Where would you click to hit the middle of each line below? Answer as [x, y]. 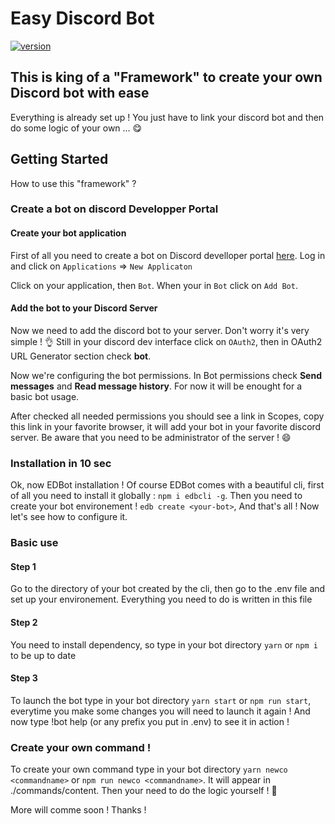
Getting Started [59, 159]
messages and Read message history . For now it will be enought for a [156, 386]
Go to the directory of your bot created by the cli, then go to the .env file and [168, 589]
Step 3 [24, 678]
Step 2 [24, 622]
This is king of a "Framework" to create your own [166, 77]
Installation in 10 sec [61, 463]
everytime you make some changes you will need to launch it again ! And [160, 711]
